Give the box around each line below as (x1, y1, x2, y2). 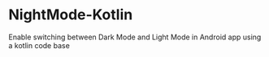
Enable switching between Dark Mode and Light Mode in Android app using (8, 32, 262, 42)
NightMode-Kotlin (8, 6, 133, 24)
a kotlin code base (8, 40, 71, 50)
